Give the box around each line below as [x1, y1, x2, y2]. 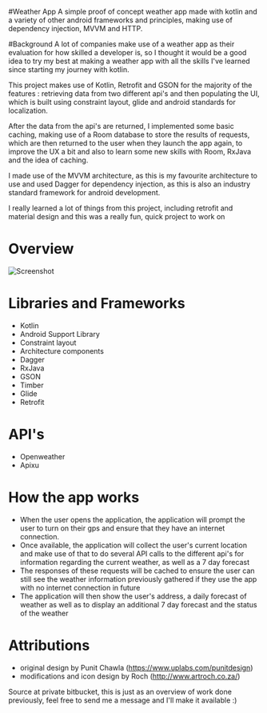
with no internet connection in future [19, 583, 141, 592]
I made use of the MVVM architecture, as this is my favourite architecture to [8, 171, 258, 180]
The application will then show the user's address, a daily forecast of [19, 591, 247, 601]
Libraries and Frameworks [8, 294, 185, 313]
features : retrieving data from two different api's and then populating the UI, [8, 89, 260, 98]
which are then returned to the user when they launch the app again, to [8, 138, 243, 147]
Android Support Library [19, 329, 100, 338]
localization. [8, 106, 48, 115]
